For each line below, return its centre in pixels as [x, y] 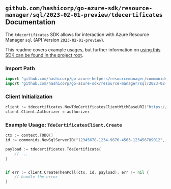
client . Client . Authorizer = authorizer [48, 112]
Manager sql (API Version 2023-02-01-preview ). [55, 40]
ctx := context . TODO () [29, 135]
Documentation [31, 22]
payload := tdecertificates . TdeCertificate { [53, 149]
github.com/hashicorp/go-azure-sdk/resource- [79, 8]
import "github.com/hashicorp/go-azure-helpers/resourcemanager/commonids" [87, 79]
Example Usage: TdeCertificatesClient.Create [64, 124]
